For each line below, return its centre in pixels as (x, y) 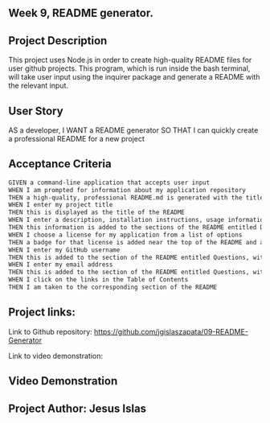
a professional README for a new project (76, 139)
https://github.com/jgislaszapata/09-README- (171, 331)
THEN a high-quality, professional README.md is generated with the (125, 197)
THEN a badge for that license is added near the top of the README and (133, 242)
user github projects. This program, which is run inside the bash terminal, (129, 68)
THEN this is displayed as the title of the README (96, 212)
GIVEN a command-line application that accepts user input (109, 183)
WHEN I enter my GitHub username (64, 250)
